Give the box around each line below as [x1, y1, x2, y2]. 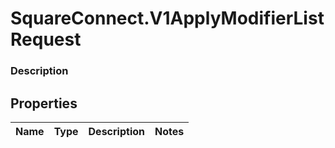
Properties [10, 95, 78, 112]
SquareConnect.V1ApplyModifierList [10, 7, 325, 30]
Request [10, 28, 82, 51]
